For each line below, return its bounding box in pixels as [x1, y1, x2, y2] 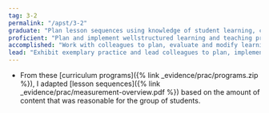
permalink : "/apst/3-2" [8, 19, 88, 27]
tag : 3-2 [8, 11, 38, 20]
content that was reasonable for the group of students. [19, 96, 201, 105]
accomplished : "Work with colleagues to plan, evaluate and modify [8, 41, 239, 49]
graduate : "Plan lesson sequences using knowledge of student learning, [8, 26, 256, 34]
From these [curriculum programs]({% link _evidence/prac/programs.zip [19, 71, 259, 80]
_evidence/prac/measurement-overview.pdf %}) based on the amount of [19, 88, 260, 96]
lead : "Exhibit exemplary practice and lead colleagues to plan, [8, 49, 231, 56]
